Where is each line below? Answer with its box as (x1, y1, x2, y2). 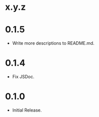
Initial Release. (12, 107, 42, 113)
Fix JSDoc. (12, 74, 34, 80)
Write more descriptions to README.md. (12, 40, 95, 46)
